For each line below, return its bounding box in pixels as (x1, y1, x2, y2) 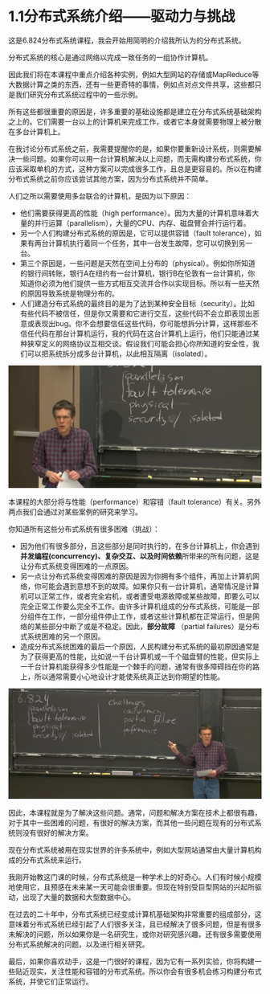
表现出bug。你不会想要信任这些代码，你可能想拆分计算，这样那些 (34, 318, 252, 328)
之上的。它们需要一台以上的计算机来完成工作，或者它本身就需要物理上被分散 (8, 117, 262, 126)
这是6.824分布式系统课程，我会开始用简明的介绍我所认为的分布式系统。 (8, 35, 246, 45)
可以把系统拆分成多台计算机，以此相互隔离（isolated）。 (27, 349, 212, 358)
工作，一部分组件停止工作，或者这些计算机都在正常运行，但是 (47, 612, 253, 621)
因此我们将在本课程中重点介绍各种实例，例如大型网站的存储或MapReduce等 (8, 69, 260, 79)
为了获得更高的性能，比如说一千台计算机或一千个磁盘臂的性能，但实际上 (19, 652, 260, 661)
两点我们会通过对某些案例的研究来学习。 (8, 507, 142, 517)
